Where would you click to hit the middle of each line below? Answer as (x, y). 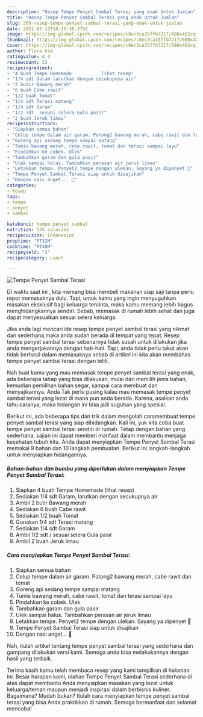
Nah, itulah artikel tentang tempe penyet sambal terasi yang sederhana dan (100, 646)
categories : (22, 185)
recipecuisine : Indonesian (41, 235)
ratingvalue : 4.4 (29, 57)
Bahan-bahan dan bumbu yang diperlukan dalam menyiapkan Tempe (96, 468)
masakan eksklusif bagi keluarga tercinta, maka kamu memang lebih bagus (100, 305)
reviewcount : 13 (27, 62)
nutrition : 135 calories (38, 230)
